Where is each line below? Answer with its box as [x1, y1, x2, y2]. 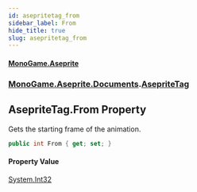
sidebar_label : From [8, 19, 77, 27]
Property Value [8, 157, 60, 167]
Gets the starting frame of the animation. [8, 124, 141, 134]
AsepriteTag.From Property [8, 103, 147, 116]
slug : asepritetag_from [8, 33, 87, 42]
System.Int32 [8, 174, 52, 184]
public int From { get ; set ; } [8, 139, 112, 147]
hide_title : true [8, 26, 66, 34]
